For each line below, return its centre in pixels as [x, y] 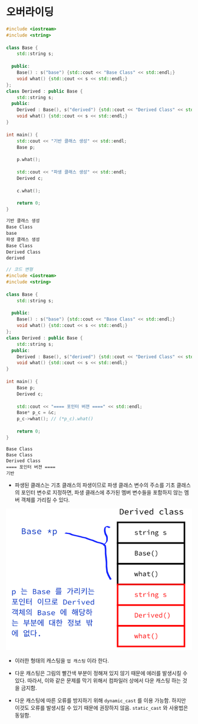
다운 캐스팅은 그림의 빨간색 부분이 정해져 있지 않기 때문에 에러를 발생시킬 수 [101, 673]
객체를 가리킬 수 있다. [45, 500]
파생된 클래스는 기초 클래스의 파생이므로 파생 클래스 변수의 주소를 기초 [95, 485]
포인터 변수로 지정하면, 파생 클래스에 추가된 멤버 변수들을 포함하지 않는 [102, 492]
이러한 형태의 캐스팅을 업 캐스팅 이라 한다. [62, 661]
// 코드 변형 [20, 270]
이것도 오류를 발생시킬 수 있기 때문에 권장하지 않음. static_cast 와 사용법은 [101, 708]
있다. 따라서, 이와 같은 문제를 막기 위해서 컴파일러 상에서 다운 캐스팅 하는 [98, 681]
